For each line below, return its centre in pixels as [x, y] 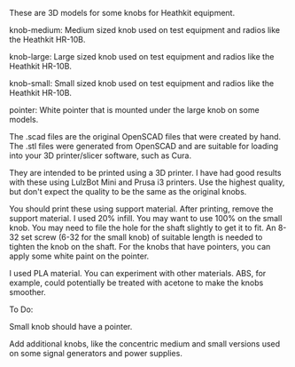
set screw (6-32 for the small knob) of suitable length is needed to [142, 237]
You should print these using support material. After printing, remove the [141, 209]
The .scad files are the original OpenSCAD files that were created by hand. [145, 136]
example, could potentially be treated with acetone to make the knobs [136, 283]
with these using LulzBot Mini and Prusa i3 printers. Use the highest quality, [147, 182]
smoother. [27, 292]
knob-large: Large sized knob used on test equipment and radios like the [142, 56]
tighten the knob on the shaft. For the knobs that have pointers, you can [140, 247]
